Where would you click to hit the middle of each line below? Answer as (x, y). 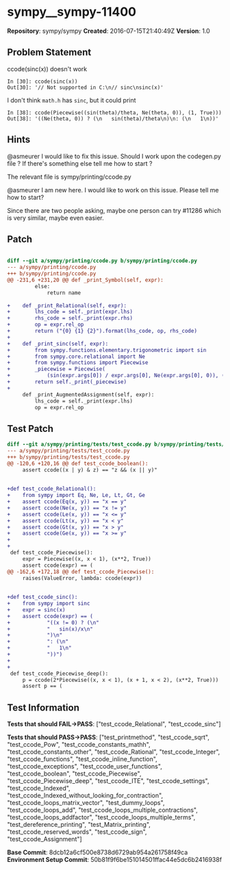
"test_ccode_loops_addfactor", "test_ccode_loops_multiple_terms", (101, 817)
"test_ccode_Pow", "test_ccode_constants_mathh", (79, 745)
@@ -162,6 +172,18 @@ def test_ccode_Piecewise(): (81, 572)
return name (64, 293)
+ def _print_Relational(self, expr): (67, 305)
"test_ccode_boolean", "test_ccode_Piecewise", (74, 773)
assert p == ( (42, 686)
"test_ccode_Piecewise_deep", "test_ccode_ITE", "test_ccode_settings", (108, 781)
